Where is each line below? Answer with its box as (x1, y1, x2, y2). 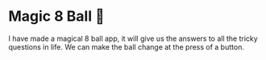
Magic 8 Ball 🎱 (8, 7, 105, 26)
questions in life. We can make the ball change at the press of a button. (8, 42, 244, 51)
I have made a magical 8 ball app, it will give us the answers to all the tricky (8, 34, 258, 43)
